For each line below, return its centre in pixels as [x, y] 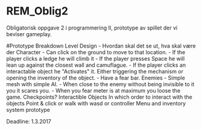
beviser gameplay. [29, 34]
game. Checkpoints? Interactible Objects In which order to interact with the [99, 97]
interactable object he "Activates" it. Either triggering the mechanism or [95, 71]
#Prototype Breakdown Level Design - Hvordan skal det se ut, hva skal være [101, 46]
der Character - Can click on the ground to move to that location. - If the [96, 52]
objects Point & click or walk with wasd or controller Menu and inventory [96, 103]
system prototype [28, 110]
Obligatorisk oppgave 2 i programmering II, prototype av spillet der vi [92, 28]
